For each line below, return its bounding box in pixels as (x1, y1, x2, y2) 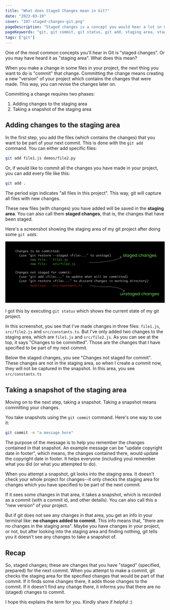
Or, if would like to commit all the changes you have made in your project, (5, 165, 158, 171)
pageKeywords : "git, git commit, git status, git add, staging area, (5, 29, 155, 35)
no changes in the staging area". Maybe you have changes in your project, (5, 523, 160, 529)
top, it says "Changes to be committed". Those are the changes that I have (5, 340, 160, 346)
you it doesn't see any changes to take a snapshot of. (5, 534, 117, 540)
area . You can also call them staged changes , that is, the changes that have (5, 210, 164, 217)
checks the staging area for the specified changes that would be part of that (5, 572, 164, 579)
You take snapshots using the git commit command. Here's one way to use (5, 414, 162, 420)
